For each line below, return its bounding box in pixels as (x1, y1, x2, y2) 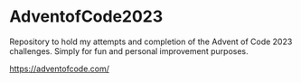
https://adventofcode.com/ (9, 63, 110, 74)
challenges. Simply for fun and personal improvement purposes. (9, 45, 249, 56)
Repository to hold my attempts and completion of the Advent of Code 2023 (9, 36, 293, 47)
